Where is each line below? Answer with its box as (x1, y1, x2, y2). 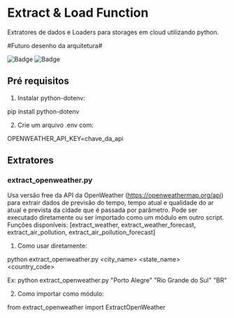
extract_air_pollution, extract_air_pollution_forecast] (7, 228, 156, 236)
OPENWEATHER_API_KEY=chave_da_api (7, 134, 124, 142)
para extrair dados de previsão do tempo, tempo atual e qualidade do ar (7, 199, 214, 207)
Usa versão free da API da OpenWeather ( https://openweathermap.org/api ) (7, 191, 224, 199)
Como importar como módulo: (17, 289, 105, 298)
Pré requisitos (7, 75, 70, 87)
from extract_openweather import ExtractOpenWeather (7, 303, 166, 312)
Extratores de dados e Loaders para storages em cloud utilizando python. (7, 28, 219, 36)
